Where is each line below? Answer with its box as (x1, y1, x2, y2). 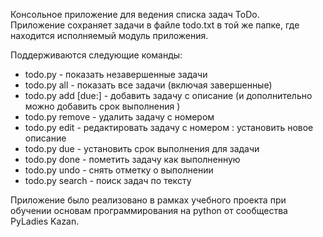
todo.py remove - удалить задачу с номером (24, 111, 215, 123)
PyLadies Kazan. (10, 215, 80, 227)
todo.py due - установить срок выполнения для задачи (24, 143, 260, 154)
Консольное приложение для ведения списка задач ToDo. (10, 9, 260, 20)
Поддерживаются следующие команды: (10, 49, 183, 61)
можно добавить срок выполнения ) (24, 100, 181, 112)
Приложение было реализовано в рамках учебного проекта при (10, 194, 287, 206)
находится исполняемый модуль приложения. (10, 30, 209, 41)
